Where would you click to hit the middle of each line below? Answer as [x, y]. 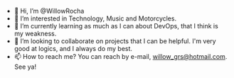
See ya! [25, 67]
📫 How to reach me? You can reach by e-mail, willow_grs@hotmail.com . [121, 56]
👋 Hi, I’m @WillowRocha [49, 11]
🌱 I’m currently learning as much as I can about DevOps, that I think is [116, 26]
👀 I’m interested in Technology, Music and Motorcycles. [95, 18]
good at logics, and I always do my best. [73, 49]
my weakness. [35, 33]
